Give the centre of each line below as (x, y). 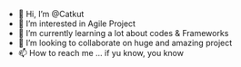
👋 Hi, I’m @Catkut (51, 14)
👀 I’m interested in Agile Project (77, 24)
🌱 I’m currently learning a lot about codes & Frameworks (123, 33)
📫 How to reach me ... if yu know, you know (101, 53)
